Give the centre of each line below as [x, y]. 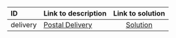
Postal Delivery [68, 25]
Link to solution [139, 13]
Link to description [75, 13]
